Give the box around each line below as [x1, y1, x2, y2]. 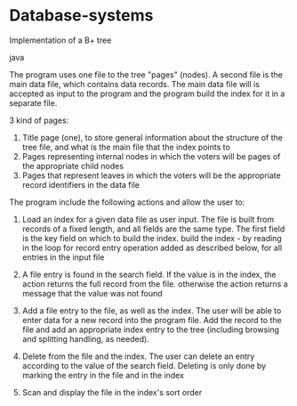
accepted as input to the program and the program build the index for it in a [9, 88, 285, 99]
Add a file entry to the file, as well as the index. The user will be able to [21, 304, 282, 316]
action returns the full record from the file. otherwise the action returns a [21, 278, 289, 289]
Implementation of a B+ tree [9, 35, 112, 45]
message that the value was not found [21, 288, 163, 298]
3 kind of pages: [9, 115, 69, 126]
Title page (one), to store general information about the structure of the [21, 132, 283, 142]
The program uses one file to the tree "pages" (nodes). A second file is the [9, 69, 283, 80]
